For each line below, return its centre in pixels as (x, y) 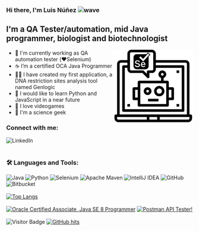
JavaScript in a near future (47, 99)
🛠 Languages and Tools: (42, 162)
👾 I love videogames (40, 106)
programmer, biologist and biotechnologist (87, 39)
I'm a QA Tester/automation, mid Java (77, 29)
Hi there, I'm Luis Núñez (41, 10)
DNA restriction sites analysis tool (56, 81)
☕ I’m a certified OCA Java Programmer (64, 66)
